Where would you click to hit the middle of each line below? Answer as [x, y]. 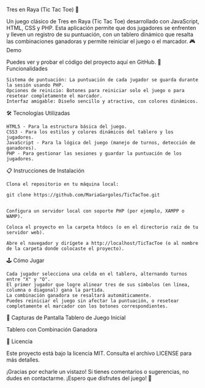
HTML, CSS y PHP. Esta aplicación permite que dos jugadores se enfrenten [101, 28]
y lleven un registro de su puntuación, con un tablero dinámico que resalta [100, 34]
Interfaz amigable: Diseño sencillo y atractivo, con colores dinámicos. [102, 101]
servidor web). [26, 233]
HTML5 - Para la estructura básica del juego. [67, 126]
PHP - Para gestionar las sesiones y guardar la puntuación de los [94, 153]
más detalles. [23, 360]
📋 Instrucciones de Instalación [45, 171]
